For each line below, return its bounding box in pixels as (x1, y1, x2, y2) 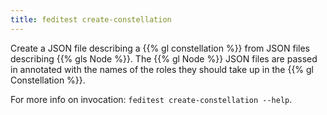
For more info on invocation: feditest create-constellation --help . (10, 93, 293, 105)
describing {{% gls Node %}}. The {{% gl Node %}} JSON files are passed (10, 52, 318, 65)
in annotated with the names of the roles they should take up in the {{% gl (10, 63, 315, 75)
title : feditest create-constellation (10, 14, 172, 25)
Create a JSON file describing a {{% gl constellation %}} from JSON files (10, 42, 310, 54)
